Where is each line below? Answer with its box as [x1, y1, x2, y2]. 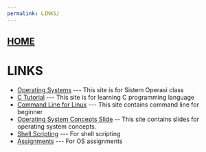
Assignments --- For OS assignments [16, 137, 123, 145]
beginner [16, 107, 43, 116]
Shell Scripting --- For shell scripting [16, 129, 121, 138]
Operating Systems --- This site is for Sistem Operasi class [16, 85, 184, 94]
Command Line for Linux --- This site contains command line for [16, 100, 200, 109]
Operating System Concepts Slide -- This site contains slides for [16, 115, 200, 123]
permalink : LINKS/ [7, 10, 60, 17]
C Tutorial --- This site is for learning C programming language [16, 93, 194, 101]
